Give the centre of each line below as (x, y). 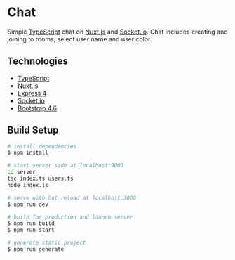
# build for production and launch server (70, 217)
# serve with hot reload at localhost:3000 (72, 197)
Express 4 (32, 93)
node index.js (28, 185)
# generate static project (47, 243)
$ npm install (28, 153)
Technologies (38, 61)
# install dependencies (42, 146)
